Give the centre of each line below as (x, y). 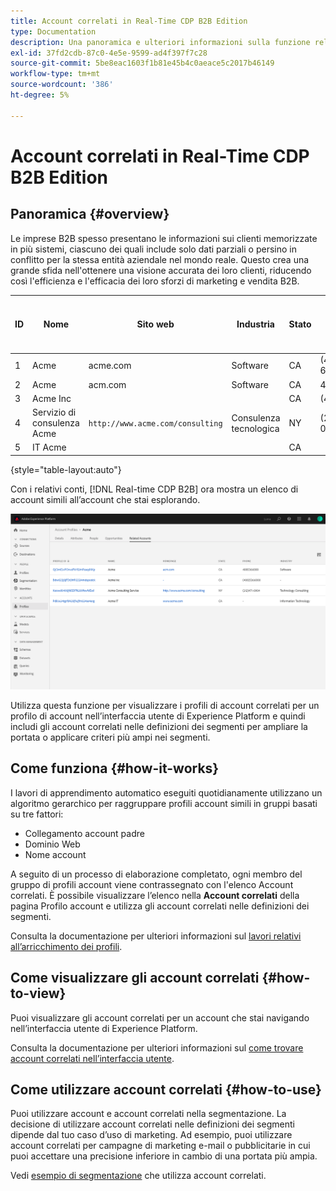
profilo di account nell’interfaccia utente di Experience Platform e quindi (158, 716)
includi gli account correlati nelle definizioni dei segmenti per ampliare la (159, 726)
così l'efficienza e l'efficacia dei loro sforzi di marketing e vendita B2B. (155, 281)
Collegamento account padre (84, 833)
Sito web (155, 324)
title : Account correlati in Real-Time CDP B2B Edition (129, 21)
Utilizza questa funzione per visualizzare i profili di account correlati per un (165, 705)
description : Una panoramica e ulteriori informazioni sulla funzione (160, 42)
